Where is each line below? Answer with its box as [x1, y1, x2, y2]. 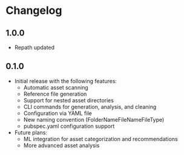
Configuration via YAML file [23, 110, 92, 117]
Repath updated [14, 44, 55, 51]
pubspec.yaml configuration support [23, 122, 115, 130]
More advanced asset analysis [23, 142, 100, 149]
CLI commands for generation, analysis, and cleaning [23, 103, 157, 110]
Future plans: [14, 128, 48, 136]
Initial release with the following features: [14, 77, 117, 85]
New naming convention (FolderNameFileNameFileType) [23, 116, 165, 123]
